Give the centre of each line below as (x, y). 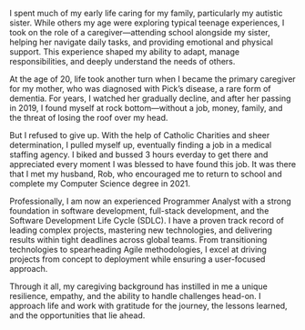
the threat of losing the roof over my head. (89, 118)
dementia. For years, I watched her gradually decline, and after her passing (150, 98)
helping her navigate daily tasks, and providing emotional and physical (141, 42)
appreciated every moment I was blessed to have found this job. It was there (153, 164)
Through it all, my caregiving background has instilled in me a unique (139, 286)
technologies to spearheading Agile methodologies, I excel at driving (138, 250)
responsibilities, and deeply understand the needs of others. (122, 61)
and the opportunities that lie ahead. (77, 315)
